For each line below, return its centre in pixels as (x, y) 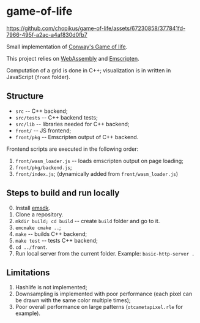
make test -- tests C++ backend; (56, 240)
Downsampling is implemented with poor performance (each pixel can (104, 294)
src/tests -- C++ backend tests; (56, 117)
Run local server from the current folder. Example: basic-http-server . (105, 253)
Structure (25, 96)
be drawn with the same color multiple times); (73, 300)
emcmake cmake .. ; (38, 227)
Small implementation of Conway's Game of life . (67, 47)
